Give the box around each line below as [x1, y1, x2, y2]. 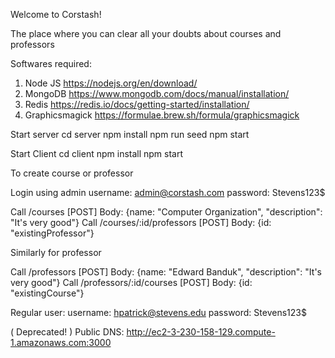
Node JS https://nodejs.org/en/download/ [24, 77, 198, 89]
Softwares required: [10, 58, 92, 69]
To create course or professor [10, 167, 134, 179]
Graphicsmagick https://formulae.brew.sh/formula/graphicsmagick [24, 109, 300, 121]
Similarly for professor [10, 247, 102, 258]
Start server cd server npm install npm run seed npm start [10, 129, 250, 140]
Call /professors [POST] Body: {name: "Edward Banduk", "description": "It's [10, 266, 322, 278]
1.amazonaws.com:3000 [10, 337, 112, 348]
